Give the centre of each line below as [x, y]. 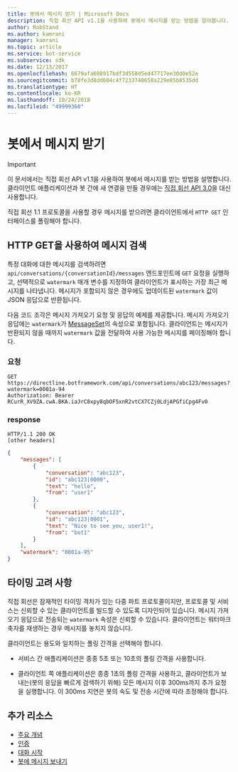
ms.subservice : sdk [36, 61]
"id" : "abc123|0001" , [77, 519]
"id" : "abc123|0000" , [77, 479]
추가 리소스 [30, 716]
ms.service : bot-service [44, 54]
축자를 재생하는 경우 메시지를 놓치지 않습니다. [70, 628]
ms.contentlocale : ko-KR [44, 93]
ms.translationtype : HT [43, 87]
